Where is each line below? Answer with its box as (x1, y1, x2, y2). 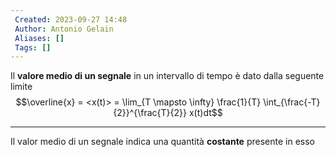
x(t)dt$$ (188, 107, 223, 119)
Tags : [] (14, 42, 52, 53)
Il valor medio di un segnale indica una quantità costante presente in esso (10, 136, 315, 148)
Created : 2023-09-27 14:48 (14, 14, 128, 25)
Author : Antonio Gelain (14, 24, 114, 34)
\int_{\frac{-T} (263, 96, 321, 108)
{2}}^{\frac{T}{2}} (113, 107, 188, 119)
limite (10, 81, 33, 93)
